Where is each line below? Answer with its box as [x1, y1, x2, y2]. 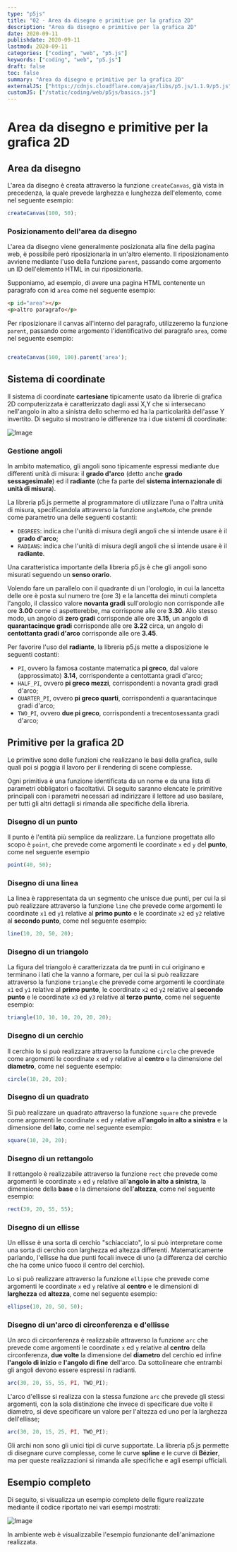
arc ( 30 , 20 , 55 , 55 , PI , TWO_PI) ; [7, 1380, 109, 1387]
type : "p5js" [7, 10, 46, 18]
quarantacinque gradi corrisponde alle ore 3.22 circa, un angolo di [7, 622, 203, 630]
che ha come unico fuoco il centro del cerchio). [7, 1261, 145, 1270]
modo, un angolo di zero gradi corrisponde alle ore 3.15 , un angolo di [7, 614, 209, 623]
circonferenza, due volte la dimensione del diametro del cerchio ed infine [7, 1351, 222, 1359]
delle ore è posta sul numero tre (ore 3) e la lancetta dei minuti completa [7, 592, 217, 600]
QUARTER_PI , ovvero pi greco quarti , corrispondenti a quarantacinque [17, 694, 217, 703]
